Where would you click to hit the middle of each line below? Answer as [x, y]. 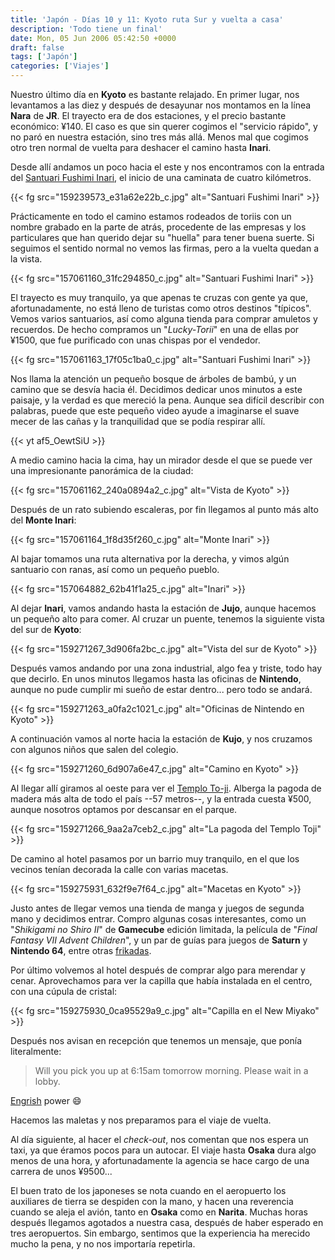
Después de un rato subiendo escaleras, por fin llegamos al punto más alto [164, 509]
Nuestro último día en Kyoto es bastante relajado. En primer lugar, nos [155, 94]
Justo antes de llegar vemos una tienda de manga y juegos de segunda [157, 908]
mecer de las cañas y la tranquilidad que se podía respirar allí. [138, 421]
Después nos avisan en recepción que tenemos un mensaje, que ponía [156, 1040]
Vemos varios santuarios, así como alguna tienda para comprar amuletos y [164, 319]
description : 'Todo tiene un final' [86, 29]
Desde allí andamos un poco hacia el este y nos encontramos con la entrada [167, 167]
